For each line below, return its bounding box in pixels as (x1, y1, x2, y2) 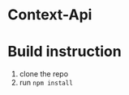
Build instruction (7, 43, 123, 61)
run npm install (19, 78, 74, 88)
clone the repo (19, 69, 69, 79)
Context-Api (7, 6, 92, 24)
